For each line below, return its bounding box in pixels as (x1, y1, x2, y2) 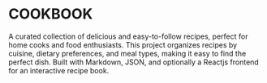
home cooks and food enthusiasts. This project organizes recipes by (8, 39, 238, 49)
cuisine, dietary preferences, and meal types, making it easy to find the (8, 48, 247, 58)
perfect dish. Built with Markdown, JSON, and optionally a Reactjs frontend (8, 57, 260, 67)
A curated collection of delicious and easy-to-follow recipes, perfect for (8, 31, 248, 41)
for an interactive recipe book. (8, 65, 110, 75)
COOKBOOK (8, 5, 93, 23)
